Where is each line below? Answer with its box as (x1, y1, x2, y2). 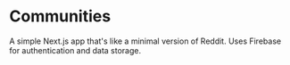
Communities (9, 6, 112, 27)
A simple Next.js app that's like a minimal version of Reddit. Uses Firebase (9, 36, 282, 46)
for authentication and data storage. (9, 45, 142, 55)
